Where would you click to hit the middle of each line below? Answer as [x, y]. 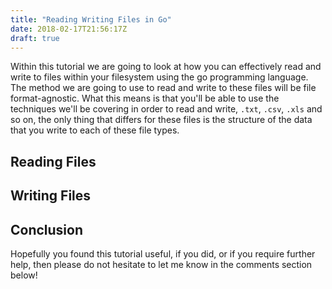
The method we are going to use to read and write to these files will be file [163, 88]
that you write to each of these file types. [95, 130]
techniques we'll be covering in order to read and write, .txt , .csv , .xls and [166, 109]
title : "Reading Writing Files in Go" [91, 19]
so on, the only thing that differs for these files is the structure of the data [161, 120]
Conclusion [47, 229]
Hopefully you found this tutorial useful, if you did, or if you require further [163, 253]
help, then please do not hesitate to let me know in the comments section [161, 264]
